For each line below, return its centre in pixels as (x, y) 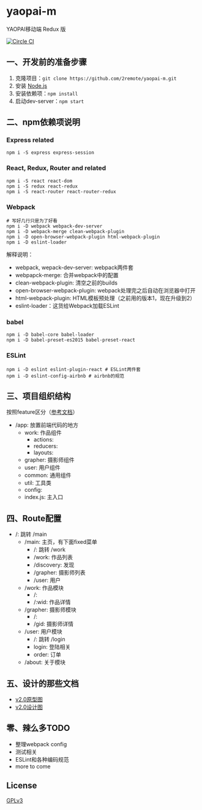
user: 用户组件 (42, 468)
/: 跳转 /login (49, 640)
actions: (43, 440)
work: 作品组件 (43, 433)
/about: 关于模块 (45, 662)
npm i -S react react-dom (39, 181)
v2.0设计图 (29, 707)
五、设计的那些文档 (43, 683)
